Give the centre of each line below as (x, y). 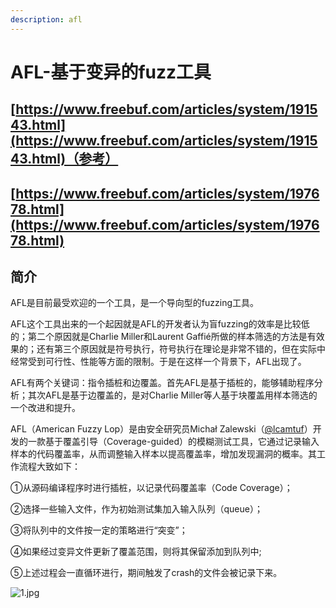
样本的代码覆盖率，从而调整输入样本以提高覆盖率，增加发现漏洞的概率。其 (163, 454)
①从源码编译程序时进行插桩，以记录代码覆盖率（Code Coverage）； (151, 488)
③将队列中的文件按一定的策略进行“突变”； (99, 530)
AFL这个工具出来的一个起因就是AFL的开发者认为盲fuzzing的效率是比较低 (160, 324)
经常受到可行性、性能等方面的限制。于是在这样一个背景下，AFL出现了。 (158, 362)
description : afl (46, 19)
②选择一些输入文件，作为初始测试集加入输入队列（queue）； (136, 509)
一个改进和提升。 (45, 408)
